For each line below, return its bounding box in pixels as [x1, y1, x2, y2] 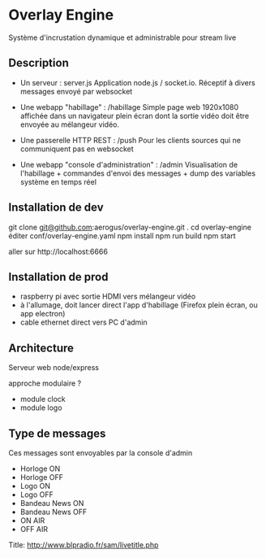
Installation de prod [8, 270, 109, 284]
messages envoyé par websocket [19, 86, 133, 96]
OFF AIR [19, 525, 49, 534]
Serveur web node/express [8, 363, 100, 373]
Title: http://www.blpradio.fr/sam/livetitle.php [8, 540, 159, 550]
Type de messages [8, 426, 106, 440]
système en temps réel [19, 177, 97, 186]
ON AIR [19, 516, 45, 525]
